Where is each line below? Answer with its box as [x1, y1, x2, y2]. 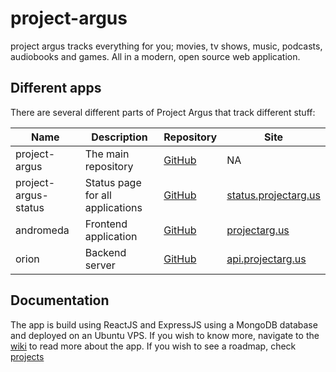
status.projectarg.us [226, 188, 321, 202]
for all [84, 188, 112, 202]
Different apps [10, 80, 102, 97]
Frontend [84, 217, 128, 231]
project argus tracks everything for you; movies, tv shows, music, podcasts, [10, 40, 323, 52]
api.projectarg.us [226, 252, 307, 266]
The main [84, 147, 130, 161]
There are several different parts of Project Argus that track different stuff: [10, 106, 316, 118]
